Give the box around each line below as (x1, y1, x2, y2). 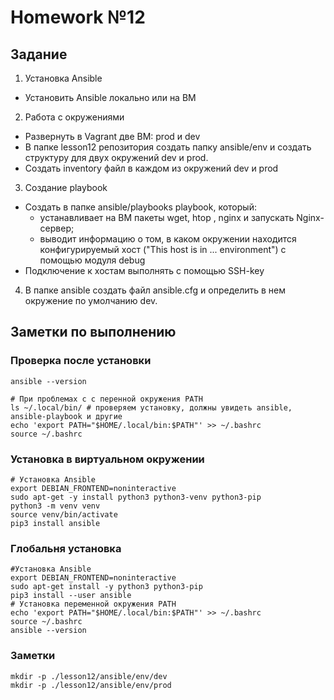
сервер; (39, 222, 75, 234)
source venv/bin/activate (10, 509, 118, 520)
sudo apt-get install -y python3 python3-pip (10, 582, 203, 592)
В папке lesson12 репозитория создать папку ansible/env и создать (24, 141, 312, 153)
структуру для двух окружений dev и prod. (24, 152, 209, 163)
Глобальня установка (10, 541, 122, 555)
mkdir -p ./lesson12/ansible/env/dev (10, 671, 168, 681)
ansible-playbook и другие (10, 411, 123, 421)
